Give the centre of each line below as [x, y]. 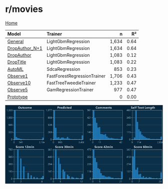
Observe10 [19, 83]
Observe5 [18, 90]
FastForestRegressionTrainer [76, 76]
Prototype [17, 97]
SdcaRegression [63, 69]
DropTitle [17, 62]
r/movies [24, 9]
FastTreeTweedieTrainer [71, 83]
